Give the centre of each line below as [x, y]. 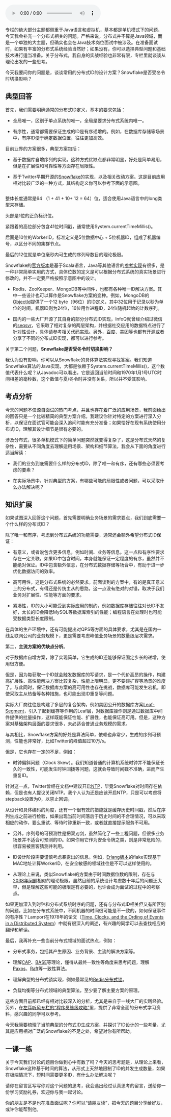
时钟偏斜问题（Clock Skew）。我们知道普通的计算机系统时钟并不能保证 [86, 763]
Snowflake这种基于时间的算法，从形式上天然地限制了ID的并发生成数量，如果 [85, 1069]
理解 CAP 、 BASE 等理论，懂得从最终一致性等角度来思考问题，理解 [81, 962]
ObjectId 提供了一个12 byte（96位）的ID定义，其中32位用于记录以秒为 [86, 302]
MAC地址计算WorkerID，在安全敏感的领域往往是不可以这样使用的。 [83, 863]
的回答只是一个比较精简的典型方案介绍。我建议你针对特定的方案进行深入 [81, 416]
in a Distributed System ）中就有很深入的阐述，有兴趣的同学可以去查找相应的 [85, 924]
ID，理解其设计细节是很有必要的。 [50, 429]
